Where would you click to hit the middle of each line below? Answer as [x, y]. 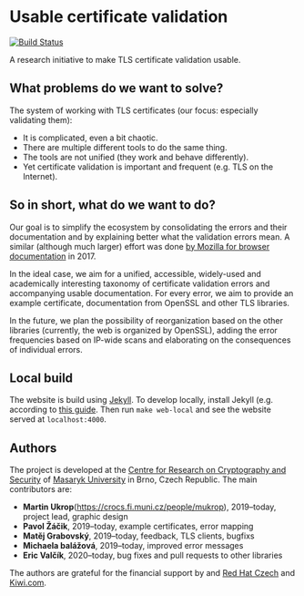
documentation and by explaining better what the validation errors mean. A [150, 236]
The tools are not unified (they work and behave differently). [135, 157]
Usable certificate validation [119, 17]
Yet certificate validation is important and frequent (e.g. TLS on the [148, 167]
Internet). [40, 176]
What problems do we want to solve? [117, 88]
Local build [41, 378]
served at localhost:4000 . [58, 419]
